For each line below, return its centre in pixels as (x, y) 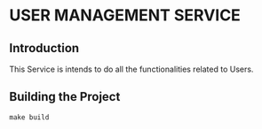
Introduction (44, 48)
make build (29, 117)
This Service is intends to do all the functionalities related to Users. (131, 69)
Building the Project (65, 97)
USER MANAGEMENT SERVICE (125, 15)
